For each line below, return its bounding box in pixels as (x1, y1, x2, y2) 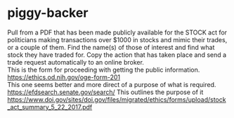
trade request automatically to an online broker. (7, 58, 144, 66)
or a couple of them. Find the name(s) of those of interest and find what (7, 43, 215, 51)
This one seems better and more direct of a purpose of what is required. (7, 80, 216, 88)
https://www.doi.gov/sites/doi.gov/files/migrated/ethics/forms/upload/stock (7, 95, 226, 103)
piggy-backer (7, 5, 89, 21)
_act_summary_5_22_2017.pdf (7, 103, 93, 111)
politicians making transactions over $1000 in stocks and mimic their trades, (7, 35, 228, 44)
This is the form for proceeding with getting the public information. (7, 65, 200, 74)
